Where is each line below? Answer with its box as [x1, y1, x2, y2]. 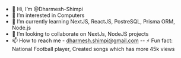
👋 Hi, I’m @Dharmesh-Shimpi [11, 6, 83, 12]
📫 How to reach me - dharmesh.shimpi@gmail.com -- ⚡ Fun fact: [11, 37, 173, 44]
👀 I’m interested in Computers [11, 12, 85, 19]
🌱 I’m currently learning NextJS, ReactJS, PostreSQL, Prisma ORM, [11, 18, 175, 25]
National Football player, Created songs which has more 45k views [11, 46, 175, 52]
